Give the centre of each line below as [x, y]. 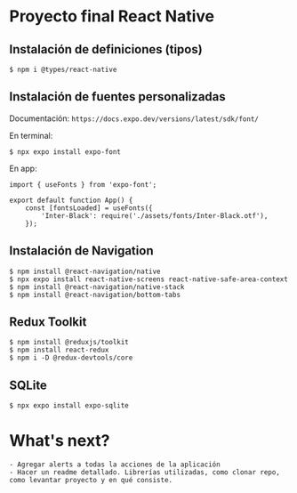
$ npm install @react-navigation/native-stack [97, 287]
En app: [23, 168]
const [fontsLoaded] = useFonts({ [89, 208]
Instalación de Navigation [81, 251]
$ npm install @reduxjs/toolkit [69, 343]
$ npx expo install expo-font [65, 152]
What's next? [60, 441]
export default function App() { [71, 200]
